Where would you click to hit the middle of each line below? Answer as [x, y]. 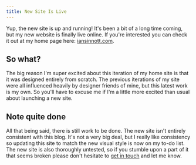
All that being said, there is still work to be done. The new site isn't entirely [96, 131]
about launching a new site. [39, 98]
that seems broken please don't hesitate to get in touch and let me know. [94, 156]
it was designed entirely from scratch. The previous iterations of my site [93, 79]
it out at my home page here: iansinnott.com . [60, 41]
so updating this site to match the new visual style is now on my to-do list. [95, 143]
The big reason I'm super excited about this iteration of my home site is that [97, 73]
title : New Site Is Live [36, 11]
